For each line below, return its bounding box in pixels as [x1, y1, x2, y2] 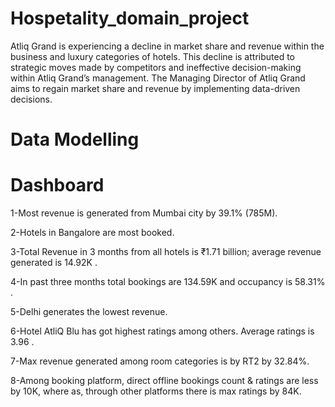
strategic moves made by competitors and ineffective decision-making [10, 61, 302, 73]
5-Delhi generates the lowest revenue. [10, 306, 168, 318]
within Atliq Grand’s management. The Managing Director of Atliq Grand [10, 72, 306, 84]
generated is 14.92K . [10, 257, 98, 269]
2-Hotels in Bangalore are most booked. [10, 227, 175, 239]
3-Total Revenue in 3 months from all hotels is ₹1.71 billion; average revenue [10, 246, 322, 258]
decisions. [10, 93, 53, 105]
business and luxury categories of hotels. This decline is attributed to [10, 50, 295, 62]
